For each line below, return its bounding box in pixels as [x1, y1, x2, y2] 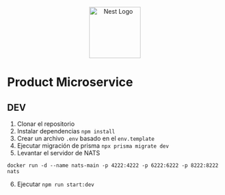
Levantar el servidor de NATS [16, 149, 101, 157]
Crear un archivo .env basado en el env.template [16, 134, 155, 142]
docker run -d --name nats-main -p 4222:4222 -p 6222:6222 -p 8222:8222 [7, 162, 219, 169]
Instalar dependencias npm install [16, 127, 116, 135]
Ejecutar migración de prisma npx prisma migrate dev [16, 142, 170, 150]
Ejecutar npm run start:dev [16, 180, 94, 188]
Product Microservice [7, 75, 133, 90]
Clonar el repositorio [16, 120, 75, 128]
